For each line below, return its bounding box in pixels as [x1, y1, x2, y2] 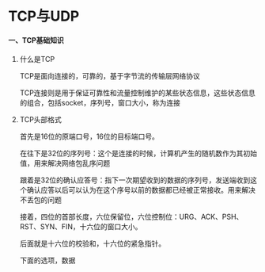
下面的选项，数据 [19, 255, 76, 266]
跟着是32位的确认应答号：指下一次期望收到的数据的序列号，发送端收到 [19, 175, 251, 185]
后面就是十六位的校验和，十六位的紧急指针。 [19, 239, 166, 248]
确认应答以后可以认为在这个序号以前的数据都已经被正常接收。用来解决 [26, 186, 256, 195]
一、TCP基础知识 [8, 35, 65, 44]
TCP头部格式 [19, 115, 62, 125]
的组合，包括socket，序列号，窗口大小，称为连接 [19, 98, 180, 108]
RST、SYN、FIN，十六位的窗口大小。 [19, 222, 142, 232]
